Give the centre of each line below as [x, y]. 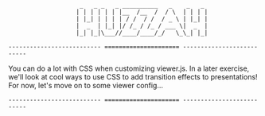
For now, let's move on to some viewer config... [86, 85]
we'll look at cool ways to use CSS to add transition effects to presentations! [133, 77]
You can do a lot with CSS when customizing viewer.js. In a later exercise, [129, 68]
